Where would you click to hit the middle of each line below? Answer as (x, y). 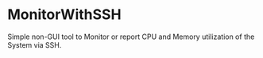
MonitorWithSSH (64, 15)
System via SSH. (35, 44)
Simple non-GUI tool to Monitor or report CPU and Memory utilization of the (131, 37)
